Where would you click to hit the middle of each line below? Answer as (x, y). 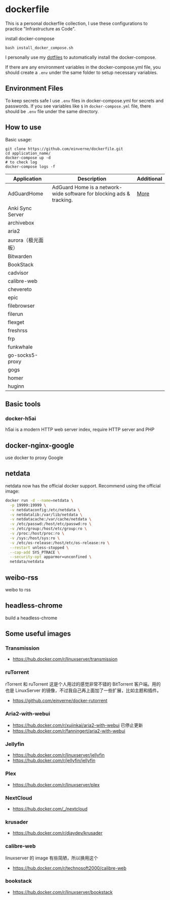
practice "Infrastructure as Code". (40, 28)
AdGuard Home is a (75, 187)
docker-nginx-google (40, 445)
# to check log (21, 162)
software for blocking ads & (98, 194)
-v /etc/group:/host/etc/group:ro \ (48, 529)
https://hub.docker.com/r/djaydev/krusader (57, 833)
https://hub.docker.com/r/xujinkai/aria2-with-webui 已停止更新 (78, 725)
